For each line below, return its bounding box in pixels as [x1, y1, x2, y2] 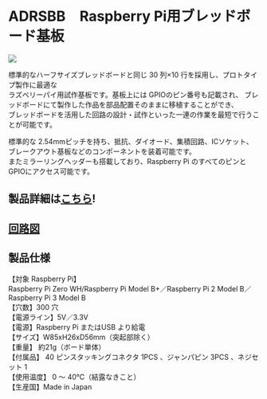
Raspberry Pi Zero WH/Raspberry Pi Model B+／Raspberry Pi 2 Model [8, 284, 238, 293]
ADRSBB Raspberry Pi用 [8, 7, 181, 25]
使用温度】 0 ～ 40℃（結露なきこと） [14, 372, 141, 381]
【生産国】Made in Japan [8, 381, 92, 391]
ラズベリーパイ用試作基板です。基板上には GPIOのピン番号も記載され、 [8, 89, 243, 100]
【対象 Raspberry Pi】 [8, 274, 81, 284]
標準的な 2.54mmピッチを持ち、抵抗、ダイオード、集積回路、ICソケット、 [8, 136, 253, 146]
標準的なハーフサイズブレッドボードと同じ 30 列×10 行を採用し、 [8, 69, 223, 80]
